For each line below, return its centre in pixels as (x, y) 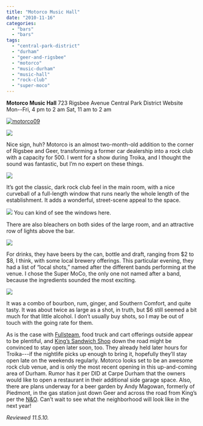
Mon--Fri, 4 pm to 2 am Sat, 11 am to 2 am (59, 109)
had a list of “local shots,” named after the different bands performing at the (101, 267)
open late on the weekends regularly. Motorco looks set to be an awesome (100, 360)
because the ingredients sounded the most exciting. (71, 280)
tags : (13, 40)
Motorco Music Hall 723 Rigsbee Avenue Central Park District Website (95, 103)
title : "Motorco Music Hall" (43, 12)
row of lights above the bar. (40, 231)
